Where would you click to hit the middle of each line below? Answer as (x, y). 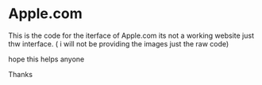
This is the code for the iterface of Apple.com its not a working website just (131, 35)
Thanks (21, 74)
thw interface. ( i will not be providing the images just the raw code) (119, 43)
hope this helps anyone (46, 59)
